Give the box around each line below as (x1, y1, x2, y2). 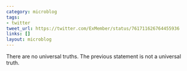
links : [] (6, 31, 31, 37)
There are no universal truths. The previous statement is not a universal (6, 53, 182, 60)
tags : (6, 14, 20, 20)
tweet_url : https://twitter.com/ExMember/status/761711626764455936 (6, 25, 180, 32)
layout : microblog (6, 36, 52, 42)
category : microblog (6, 8, 58, 15)
